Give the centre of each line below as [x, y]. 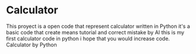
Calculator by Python [31, 45]
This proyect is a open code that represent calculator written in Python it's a [98, 26]
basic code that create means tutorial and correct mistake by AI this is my [95, 32]
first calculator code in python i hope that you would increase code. [88, 38]
